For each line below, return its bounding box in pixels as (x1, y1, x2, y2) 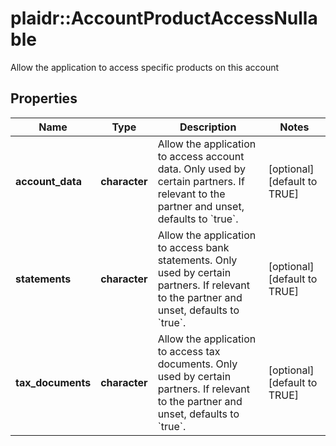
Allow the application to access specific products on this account (10, 61, 280, 73)
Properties (10, 90, 78, 107)
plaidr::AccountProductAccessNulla (10, 7, 318, 30)
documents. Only (157, 357, 238, 371)
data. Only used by (157, 162, 247, 176)
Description (179, 120, 237, 134)
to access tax (157, 344, 221, 358)
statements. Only (157, 253, 238, 267)
